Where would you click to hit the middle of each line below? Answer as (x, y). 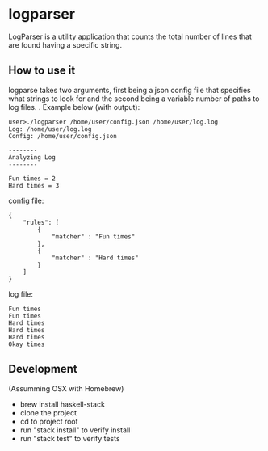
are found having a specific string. (65, 44)
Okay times (27, 344)
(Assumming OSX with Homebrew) (66, 388)
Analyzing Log (32, 157)
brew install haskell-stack (62, 404)
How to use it (42, 71)
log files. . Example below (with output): (74, 107)
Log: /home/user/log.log (50, 129)
